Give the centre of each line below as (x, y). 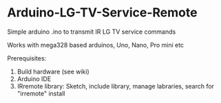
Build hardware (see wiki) (53, 71)
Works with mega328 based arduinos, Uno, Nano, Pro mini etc (96, 45)
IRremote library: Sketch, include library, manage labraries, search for (116, 86)
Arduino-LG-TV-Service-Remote (102, 13)
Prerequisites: (27, 58)
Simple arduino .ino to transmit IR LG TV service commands (92, 32)
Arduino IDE (34, 79)
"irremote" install (41, 93)
